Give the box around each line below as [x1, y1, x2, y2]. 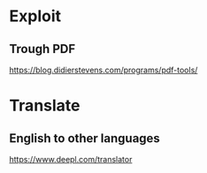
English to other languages [9, 131, 161, 146]
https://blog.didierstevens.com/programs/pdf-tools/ [9, 64, 198, 75]
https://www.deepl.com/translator [9, 154, 133, 164]
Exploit [9, 6, 62, 26]
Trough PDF [9, 41, 76, 56]
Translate [9, 95, 80, 116]
